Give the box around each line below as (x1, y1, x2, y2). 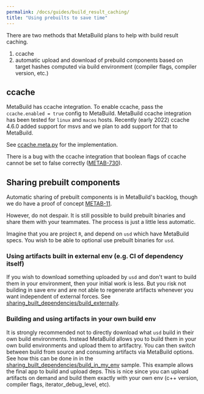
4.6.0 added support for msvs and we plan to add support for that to (6, 123, 178, 130)
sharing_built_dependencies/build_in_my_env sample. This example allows (6, 361, 194, 368)
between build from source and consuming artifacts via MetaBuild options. (6, 348, 194, 355)
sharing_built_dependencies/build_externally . (6, 299, 120, 307)
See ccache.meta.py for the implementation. (6, 141, 118, 149)
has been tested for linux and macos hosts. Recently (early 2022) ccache (6, 116, 190, 124)
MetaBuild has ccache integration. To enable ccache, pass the (6, 103, 163, 111)
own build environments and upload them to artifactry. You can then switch (6, 341, 195, 349)
